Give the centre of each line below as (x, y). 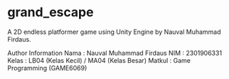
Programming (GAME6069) (47, 68)
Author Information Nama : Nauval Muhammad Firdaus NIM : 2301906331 (115, 53)
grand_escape (50, 12)
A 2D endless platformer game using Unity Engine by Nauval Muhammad (114, 32)
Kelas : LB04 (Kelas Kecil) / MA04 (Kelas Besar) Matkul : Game (99, 60)
